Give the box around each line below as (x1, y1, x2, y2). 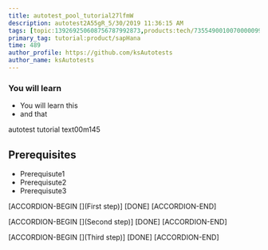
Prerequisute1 (19, 169, 65, 178)
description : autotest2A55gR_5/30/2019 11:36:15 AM (8, 19, 183, 27)
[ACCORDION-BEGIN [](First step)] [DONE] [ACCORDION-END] (8, 201, 217, 211)
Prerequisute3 (19, 185, 67, 196)
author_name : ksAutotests (8, 57, 94, 65)
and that (19, 109, 48, 119)
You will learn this (19, 101, 78, 110)
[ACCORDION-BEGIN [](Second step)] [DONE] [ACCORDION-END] (8, 216, 227, 226)
